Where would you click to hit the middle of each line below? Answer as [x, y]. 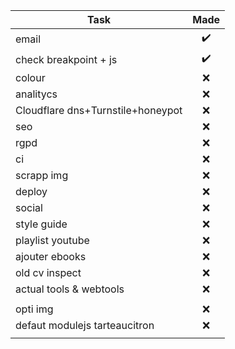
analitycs [36, 94]
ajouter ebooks [51, 256]
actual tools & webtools [70, 289]
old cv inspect [48, 272]
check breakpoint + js [66, 59]
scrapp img [42, 175]
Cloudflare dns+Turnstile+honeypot [99, 110]
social [29, 207]
